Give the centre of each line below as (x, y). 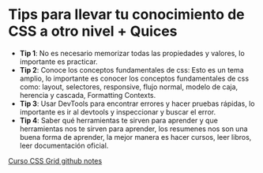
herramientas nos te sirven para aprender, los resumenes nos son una (133, 129)
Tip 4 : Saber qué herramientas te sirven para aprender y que (119, 120)
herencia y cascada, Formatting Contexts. (88, 95)
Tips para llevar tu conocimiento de (126, 15)
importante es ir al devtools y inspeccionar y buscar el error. (117, 111)
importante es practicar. (58, 62)
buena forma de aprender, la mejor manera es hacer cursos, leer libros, (135, 137)
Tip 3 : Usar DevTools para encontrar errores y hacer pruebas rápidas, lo (137, 103)
